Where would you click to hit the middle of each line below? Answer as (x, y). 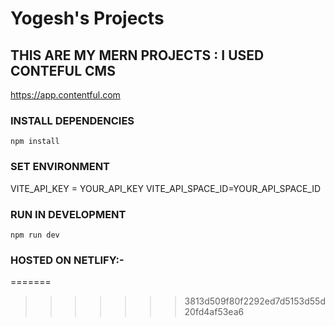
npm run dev (35, 235)
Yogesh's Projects (87, 18)
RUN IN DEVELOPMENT (68, 214)
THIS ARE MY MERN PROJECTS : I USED (137, 55)
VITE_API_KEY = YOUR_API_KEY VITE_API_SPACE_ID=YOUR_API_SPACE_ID (166, 188)
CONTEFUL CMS (63, 70)
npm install (35, 142)
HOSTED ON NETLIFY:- (67, 260)
